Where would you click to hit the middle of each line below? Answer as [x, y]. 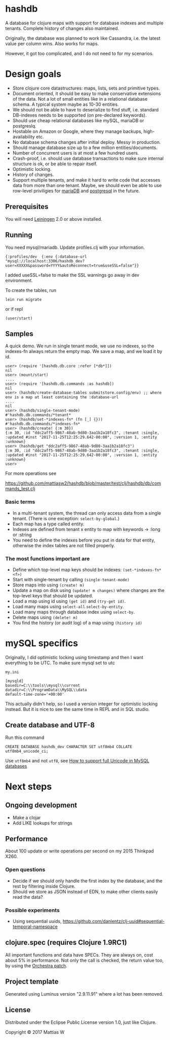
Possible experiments [32, 910]
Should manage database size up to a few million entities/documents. [85, 147]
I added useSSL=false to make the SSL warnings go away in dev [72, 275]
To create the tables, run [31, 290]
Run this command [25, 737]
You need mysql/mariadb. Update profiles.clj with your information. [75, 247]
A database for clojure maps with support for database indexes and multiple [84, 23]
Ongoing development [41, 805]
